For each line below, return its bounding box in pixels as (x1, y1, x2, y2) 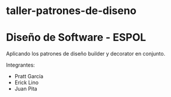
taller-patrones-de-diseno (6, 4, 137, 18)
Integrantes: (6, 61, 35, 68)
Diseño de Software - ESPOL (6, 31, 146, 44)
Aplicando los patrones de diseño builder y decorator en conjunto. (6, 50, 165, 57)
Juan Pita (14, 85, 37, 92)
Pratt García (14, 73, 44, 80)
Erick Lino (14, 79, 39, 86)
